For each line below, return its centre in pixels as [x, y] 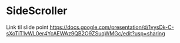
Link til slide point [27, 27]
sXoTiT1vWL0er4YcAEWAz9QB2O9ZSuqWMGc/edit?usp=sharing [86, 33]
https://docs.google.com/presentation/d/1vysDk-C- [112, 27]
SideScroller [37, 11]
